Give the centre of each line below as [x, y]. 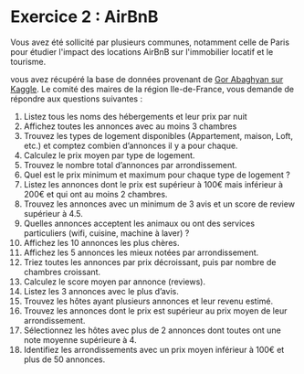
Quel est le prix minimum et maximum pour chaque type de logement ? [157, 175]
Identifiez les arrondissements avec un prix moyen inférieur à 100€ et [154, 349]
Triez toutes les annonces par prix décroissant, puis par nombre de [150, 262]
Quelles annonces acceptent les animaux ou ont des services [139, 223]
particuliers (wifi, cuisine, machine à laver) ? [106, 233]
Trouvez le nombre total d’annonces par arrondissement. [130, 165]
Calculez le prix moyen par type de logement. [109, 155]
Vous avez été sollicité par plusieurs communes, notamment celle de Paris [150, 42]
